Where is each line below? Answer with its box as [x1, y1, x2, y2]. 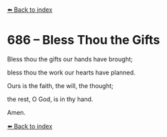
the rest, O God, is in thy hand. [7, 95, 93, 103]
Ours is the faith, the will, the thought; [7, 81, 114, 89]
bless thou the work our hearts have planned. [7, 68, 136, 76]
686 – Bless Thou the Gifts [7, 32, 160, 48]
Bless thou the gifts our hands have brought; [7, 54, 133, 63]
